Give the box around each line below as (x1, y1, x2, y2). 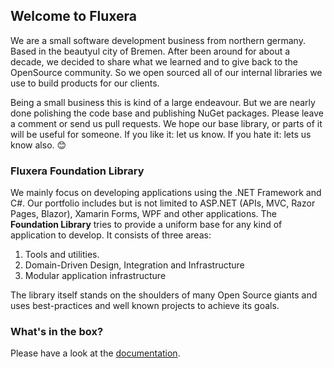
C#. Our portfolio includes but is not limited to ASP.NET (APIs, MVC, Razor (10, 197, 316, 209)
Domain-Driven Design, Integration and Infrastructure (24, 259, 245, 271)
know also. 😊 (10, 139, 67, 151)
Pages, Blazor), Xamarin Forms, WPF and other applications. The (10, 208, 278, 220)
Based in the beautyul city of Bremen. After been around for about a (10, 45, 291, 57)
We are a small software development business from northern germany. (10, 34, 306, 46)
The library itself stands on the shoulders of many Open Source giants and (10, 289, 318, 301)
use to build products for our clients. (10, 77, 160, 89)
